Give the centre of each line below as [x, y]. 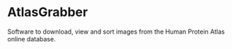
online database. [31, 38]
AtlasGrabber [48, 12]
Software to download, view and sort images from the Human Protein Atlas [116, 31]
